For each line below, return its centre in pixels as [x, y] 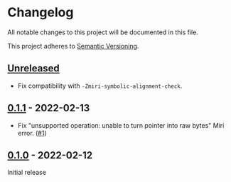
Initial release [27, 173]
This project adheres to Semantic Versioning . [73, 46]
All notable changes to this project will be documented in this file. [103, 32]
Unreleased [34, 69]
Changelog [41, 12]
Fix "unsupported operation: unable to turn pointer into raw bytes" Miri [121, 125]
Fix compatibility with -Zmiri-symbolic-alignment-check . [100, 86]
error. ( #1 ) [32, 133]
